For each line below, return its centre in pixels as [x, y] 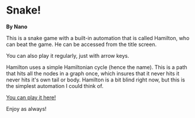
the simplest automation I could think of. [55, 86]
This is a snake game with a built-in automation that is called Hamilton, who [98, 38]
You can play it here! [31, 97]
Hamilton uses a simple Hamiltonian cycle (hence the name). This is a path [97, 67]
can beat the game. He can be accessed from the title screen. [81, 44]
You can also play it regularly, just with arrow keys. [68, 55]
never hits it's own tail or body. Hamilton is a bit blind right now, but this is [95, 80]
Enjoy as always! [26, 109]
